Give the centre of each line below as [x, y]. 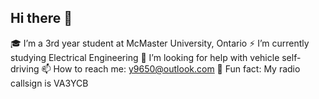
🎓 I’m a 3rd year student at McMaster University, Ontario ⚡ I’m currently [160, 43]
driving [25, 68]
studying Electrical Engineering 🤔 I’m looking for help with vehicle [145, 57]
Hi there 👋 [41, 18]
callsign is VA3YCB [49, 83]
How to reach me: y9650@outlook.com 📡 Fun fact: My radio [177, 68]
